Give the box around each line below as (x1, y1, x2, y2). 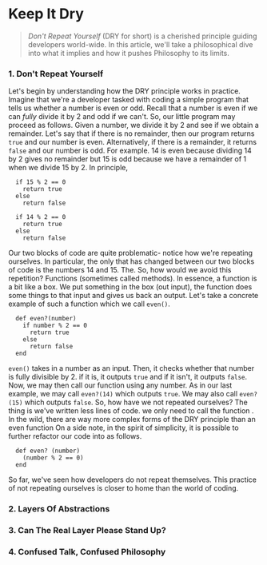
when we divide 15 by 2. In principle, (8, 163, 129, 173)
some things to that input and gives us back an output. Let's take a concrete (8, 291, 259, 300)
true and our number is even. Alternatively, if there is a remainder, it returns (8, 137, 257, 147)
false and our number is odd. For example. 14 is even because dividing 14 (8, 145, 252, 156)
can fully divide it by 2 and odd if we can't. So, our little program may (8, 112, 236, 121)
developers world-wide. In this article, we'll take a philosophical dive (27, 39, 253, 49)
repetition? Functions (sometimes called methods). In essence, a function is (8, 273, 257, 284)
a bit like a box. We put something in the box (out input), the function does (8, 282, 253, 292)
